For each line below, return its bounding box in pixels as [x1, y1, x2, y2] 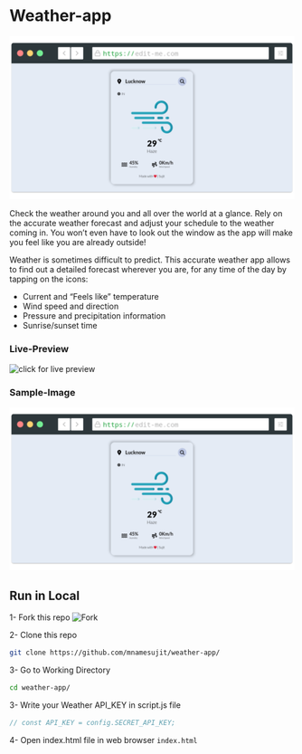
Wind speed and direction [22, 301, 119, 312]
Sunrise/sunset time [22, 320, 98, 331]
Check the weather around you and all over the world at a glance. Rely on [9, 208, 283, 219]
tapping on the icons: [9, 273, 89, 285]
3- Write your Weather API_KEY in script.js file [9, 699, 181, 711]
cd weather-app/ [9, 683, 71, 692]
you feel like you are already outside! [9, 237, 146, 248]
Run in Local [9, 587, 80, 603]
